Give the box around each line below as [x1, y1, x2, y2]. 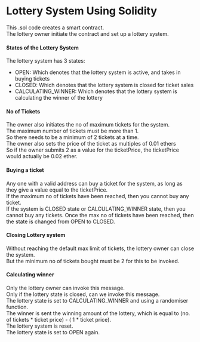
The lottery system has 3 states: [6, 57, 85, 64]
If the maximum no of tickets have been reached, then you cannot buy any [6, 192, 189, 199]
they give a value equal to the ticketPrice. [6, 186, 108, 193]
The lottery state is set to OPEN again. [6, 328, 100, 335]
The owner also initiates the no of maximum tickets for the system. [6, 121, 170, 128]
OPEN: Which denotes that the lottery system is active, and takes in [14, 69, 181, 76]
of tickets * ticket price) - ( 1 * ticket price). [6, 316, 112, 323]
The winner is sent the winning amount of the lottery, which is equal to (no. [6, 309, 190, 317]
